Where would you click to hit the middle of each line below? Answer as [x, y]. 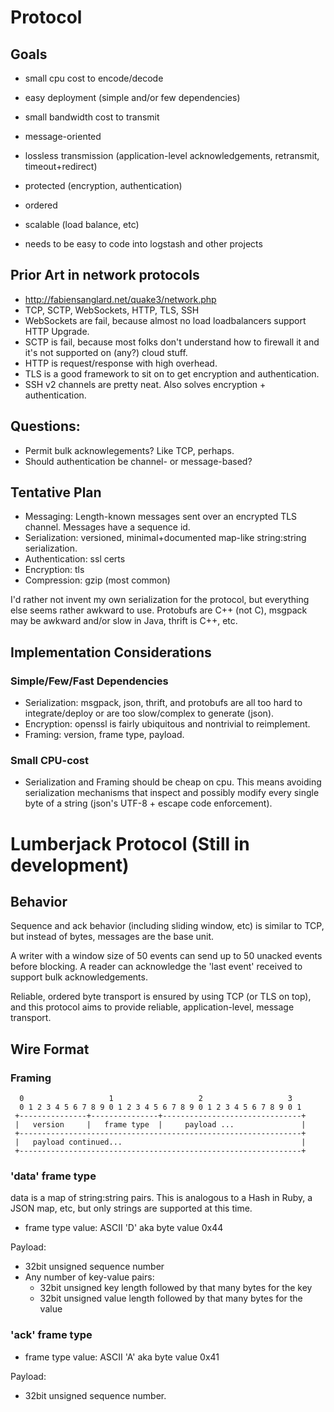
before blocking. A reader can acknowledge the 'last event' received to [156, 967]
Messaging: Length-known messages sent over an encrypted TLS [161, 517]
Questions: [45, 426]
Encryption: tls [54, 570]
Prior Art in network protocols [105, 275]
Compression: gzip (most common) [97, 580]
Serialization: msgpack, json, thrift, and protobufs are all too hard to [163, 703]
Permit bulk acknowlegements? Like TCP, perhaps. [129, 450]
